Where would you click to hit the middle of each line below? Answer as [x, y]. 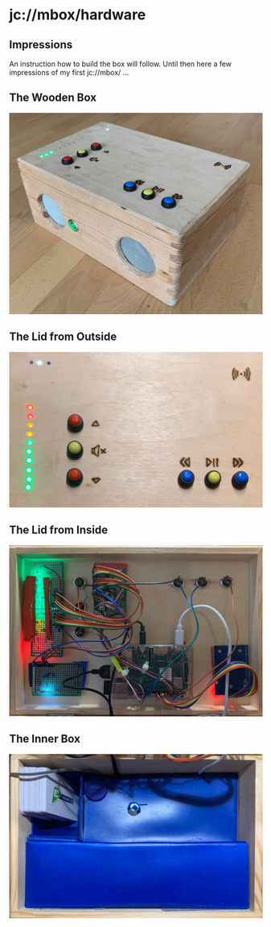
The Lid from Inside [58, 530]
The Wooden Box [53, 98]
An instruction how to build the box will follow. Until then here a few [121, 64]
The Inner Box [45, 739]
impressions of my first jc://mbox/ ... [69, 72]
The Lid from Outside [63, 337]
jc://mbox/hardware [78, 15]
